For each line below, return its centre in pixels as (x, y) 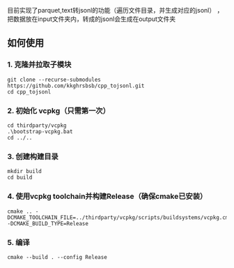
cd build (20, 178)
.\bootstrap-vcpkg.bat (40, 131)
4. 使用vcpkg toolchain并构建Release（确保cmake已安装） (107, 196)
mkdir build (24, 172)
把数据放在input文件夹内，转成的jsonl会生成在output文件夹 (92, 19)
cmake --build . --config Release (57, 257)
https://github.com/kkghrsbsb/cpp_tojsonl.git (76, 86)
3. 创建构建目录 (33, 156)
